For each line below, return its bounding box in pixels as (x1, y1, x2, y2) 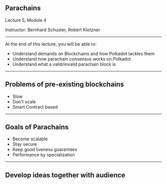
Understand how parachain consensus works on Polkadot (12, 56, 131, 61)
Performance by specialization (12, 152, 75, 158)
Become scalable (12, 136, 48, 142)
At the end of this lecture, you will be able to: (5, 41, 97, 47)
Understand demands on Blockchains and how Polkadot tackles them (12, 51, 155, 57)
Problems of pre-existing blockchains (5, 80, 124, 89)
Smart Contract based (12, 104, 58, 110)
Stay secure (12, 141, 37, 147)
